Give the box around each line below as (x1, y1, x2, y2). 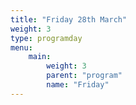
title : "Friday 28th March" (10, 14, 128, 25)
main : (28, 52, 52, 62)
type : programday (10, 33, 83, 43)
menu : (10, 42, 33, 53)
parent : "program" (46, 71, 123, 81)
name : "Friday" (46, 80, 110, 90)
